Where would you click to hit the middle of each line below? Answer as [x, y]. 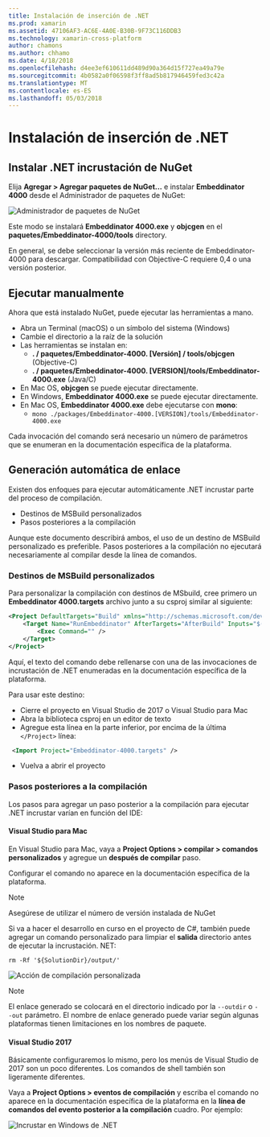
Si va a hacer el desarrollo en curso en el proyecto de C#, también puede [129, 928]
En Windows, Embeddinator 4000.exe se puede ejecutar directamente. [139, 397]
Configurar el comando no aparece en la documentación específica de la [129, 873]
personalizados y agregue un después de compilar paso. [104, 857]
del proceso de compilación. [55, 498]
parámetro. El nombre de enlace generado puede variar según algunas [142, 1015]
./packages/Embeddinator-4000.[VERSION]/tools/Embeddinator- [155, 414]
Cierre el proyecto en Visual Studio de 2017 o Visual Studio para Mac [134, 710]
